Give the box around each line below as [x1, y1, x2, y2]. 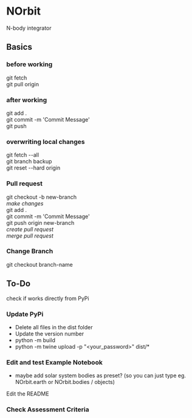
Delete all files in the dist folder [15, 323, 93, 331]
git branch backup [6, 158, 52, 165]
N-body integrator [6, 24, 52, 32]
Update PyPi [6, 310, 44, 318]
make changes [6, 199, 44, 207]
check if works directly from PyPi [6, 295, 89, 302]
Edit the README [6, 390, 50, 397]
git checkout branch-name [6, 261, 73, 268]
